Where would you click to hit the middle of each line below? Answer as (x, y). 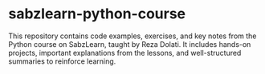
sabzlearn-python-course (97, 14)
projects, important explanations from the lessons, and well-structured (125, 53)
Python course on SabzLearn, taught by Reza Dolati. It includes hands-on (130, 44)
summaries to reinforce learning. (62, 61)
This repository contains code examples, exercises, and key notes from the (132, 36)
